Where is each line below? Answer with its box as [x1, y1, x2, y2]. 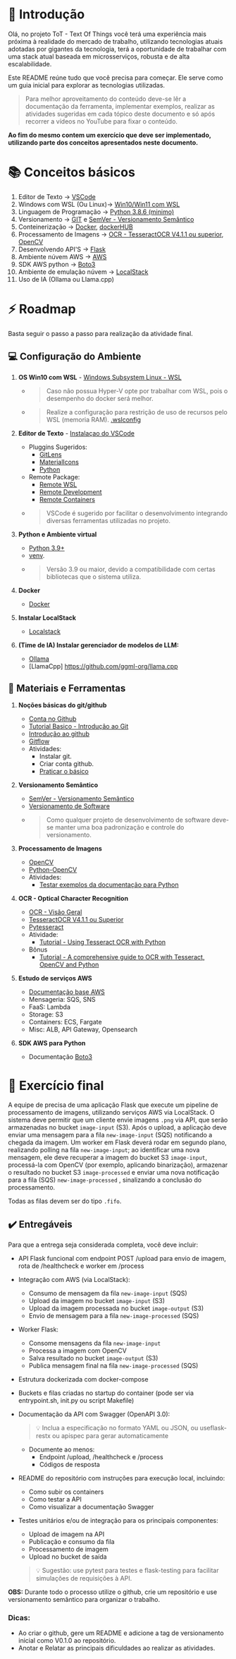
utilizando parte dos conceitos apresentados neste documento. [8, 138, 199, 147]
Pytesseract [28, 923, 64, 931]
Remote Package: [28, 472, 80, 481]
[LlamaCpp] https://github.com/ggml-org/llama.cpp [28, 661, 178, 670]
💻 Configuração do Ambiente [8, 351, 142, 363]
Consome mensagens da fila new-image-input [28, 1339, 161, 1348]
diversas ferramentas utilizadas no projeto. [46, 516, 171, 525]
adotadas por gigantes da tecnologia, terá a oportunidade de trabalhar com [8, 44, 227, 53]
